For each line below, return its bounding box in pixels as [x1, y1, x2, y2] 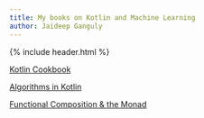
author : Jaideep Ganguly [9, 22, 103, 31]
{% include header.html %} [9, 46, 110, 57]
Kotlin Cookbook [9, 64, 71, 75]
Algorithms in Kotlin [9, 81, 82, 92]
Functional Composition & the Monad [9, 98, 147, 109]
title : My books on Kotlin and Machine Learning [9, 13, 196, 23]
